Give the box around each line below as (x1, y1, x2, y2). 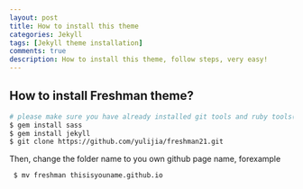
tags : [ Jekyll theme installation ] (9, 38, 143, 48)
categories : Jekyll (9, 30, 83, 39)
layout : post (9, 13, 59, 22)
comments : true (9, 47, 67, 56)
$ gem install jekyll (9, 129, 91, 138)
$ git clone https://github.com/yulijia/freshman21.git (9, 137, 224, 147)
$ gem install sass (9, 121, 83, 130)
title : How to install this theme (9, 22, 140, 31)
